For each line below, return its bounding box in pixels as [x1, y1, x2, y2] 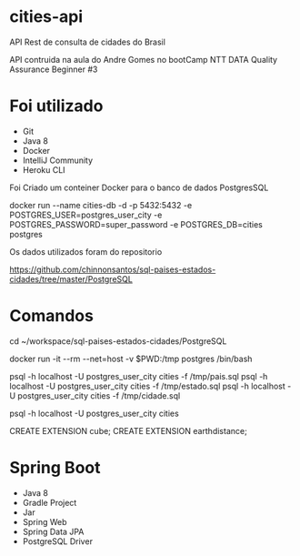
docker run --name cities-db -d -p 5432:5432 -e [9, 199, 193, 210]
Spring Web [22, 516, 67, 527]
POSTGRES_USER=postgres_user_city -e [9, 209, 163, 220]
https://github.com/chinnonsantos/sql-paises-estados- [9, 264, 216, 275]
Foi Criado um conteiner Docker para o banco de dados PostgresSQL [9, 182, 269, 193]
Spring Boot [9, 458, 101, 478]
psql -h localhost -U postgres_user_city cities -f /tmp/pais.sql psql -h [9, 370, 268, 381]
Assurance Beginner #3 [9, 64, 98, 75]
